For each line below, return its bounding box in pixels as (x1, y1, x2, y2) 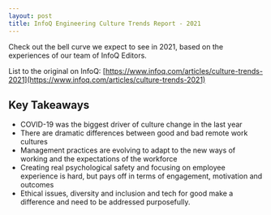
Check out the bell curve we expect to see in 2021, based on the (8, 41, 224, 51)
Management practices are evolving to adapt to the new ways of (19, 145, 236, 155)
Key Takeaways (8, 98, 90, 112)
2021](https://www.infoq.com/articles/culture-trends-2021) (8, 75, 206, 84)
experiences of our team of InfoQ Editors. (8, 50, 148, 60)
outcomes (19, 180, 54, 190)
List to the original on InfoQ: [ (8, 66, 106, 75)
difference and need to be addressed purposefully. (19, 197, 191, 207)
